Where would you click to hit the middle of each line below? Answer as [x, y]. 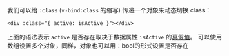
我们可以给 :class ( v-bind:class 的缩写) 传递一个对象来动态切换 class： [109, 10]
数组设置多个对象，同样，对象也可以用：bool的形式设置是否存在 [98, 46]
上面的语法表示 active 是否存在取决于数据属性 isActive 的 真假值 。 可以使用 [114, 37]
